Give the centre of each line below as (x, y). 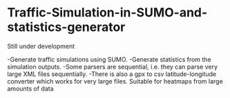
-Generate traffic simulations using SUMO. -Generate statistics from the (109, 59)
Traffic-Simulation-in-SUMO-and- (107, 13)
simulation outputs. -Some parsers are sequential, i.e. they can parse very (113, 66)
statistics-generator (66, 27)
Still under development (41, 46)
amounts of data (30, 88)
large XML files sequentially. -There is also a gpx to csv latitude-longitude (112, 74)
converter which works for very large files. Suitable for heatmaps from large (115, 81)
